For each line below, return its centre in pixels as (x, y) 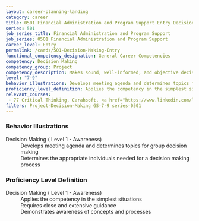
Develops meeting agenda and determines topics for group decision (104, 146)
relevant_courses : (28, 94)
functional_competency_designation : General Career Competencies (88, 56)
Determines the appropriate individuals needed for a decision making (105, 158)
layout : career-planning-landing (47, 12)
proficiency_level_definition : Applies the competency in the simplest (96, 89)
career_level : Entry (31, 45)
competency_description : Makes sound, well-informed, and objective (92, 72)
